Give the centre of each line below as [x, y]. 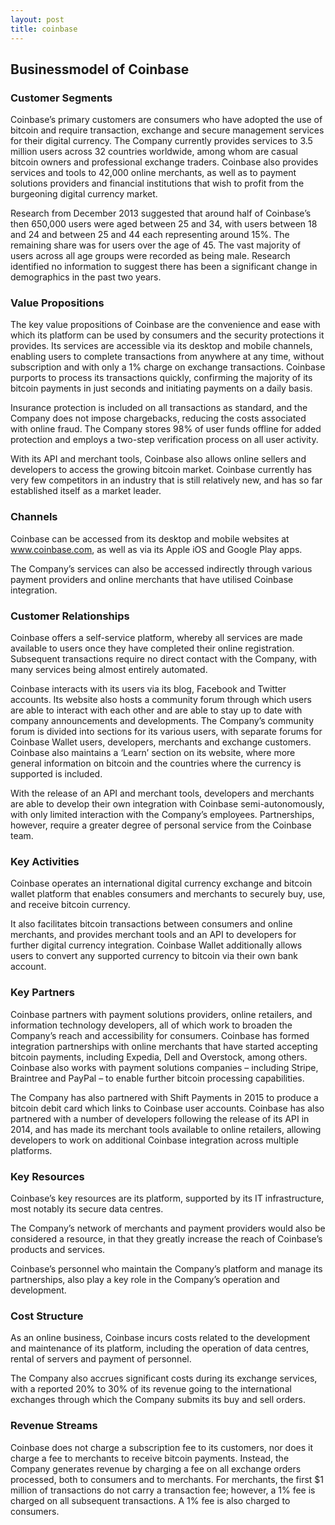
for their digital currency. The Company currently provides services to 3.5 [161, 141]
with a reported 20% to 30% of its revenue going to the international [151, 1389]
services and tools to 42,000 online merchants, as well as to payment [153, 173]
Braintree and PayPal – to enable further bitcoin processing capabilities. [157, 1078]
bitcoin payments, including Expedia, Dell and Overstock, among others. [159, 1057]
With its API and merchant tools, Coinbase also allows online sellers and [158, 459]
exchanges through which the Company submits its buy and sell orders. [158, 1400]
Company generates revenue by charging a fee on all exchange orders [156, 1468]
